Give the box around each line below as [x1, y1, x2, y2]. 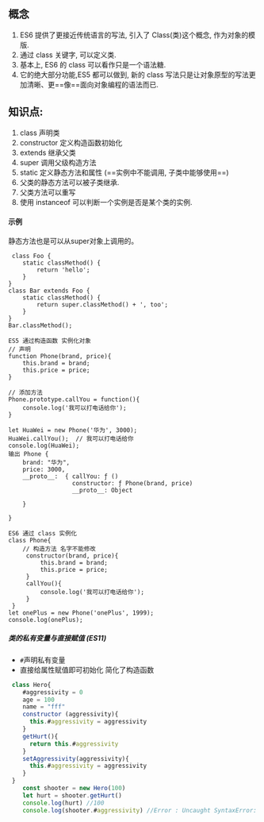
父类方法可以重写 [19, 187, 76, 197]
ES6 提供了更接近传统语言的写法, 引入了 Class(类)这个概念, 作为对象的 [19, 30, 249, 40]
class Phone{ [8, 536, 52, 544]
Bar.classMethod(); [8, 321, 73, 330]
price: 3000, [22, 465, 66, 473]
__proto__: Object [71, 486, 133, 494]
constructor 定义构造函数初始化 [19, 137, 123, 147]
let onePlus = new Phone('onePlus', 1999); [8, 608, 155, 617]
